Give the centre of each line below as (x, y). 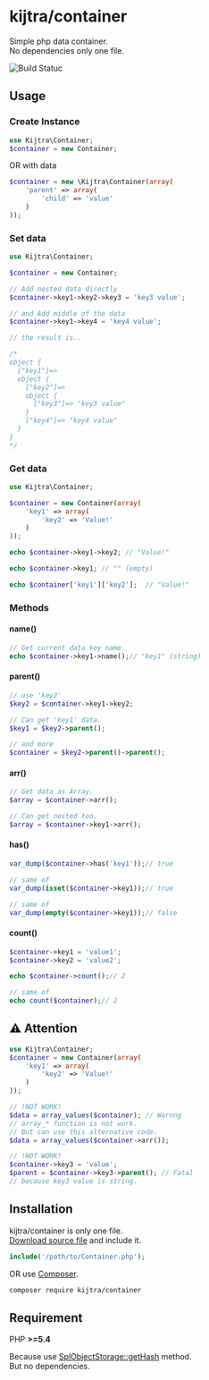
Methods (29, 607)
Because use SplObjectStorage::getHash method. (100, 1357)
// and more (31, 744)
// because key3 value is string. (74, 1181)
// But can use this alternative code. (84, 1132)
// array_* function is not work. (74, 1123)
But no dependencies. (50, 1367)
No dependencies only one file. (67, 50)
